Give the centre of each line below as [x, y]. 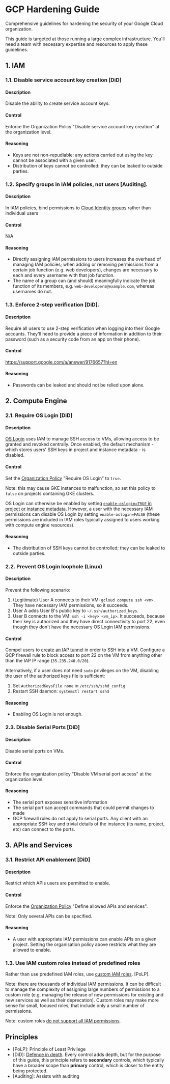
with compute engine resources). [40, 525]
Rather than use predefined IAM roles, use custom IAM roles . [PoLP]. [78, 974]
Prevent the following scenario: [38, 590]
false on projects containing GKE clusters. [50, 493]
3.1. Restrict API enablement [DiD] [48, 860]
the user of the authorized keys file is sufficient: [55, 676]
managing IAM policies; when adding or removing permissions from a [86, 265]
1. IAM [15, 65]
